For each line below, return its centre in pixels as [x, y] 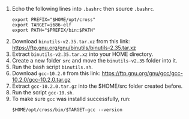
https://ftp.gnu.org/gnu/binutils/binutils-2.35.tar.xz [74, 48]
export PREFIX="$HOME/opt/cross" [54, 20]
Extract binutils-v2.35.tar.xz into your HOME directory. [82, 54]
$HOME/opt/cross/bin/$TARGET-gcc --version [67, 110]
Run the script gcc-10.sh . [43, 92]
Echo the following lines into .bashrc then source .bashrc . [83, 9]
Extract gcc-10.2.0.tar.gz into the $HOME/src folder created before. [97, 86]
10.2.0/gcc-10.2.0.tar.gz [41, 80]
